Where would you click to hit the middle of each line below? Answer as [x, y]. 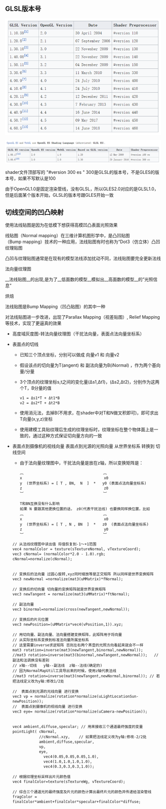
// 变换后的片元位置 [30, 619]
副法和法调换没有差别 [31, 660]
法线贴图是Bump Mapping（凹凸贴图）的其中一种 [55, 306]
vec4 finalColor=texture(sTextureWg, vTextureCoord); [69, 782]
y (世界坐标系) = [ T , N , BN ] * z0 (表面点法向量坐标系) [84, 524]
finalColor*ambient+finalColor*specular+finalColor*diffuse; [77, 802]
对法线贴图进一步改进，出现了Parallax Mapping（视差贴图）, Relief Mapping [83, 317]
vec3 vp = [22, 696]
